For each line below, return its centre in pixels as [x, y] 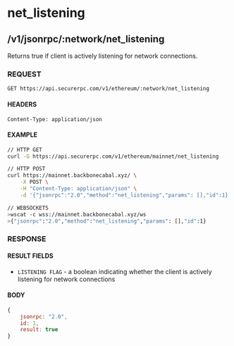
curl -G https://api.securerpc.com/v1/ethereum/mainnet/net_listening [113, 156]
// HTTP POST [26, 169]
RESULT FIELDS [31, 256]
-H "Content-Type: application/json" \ [79, 189]
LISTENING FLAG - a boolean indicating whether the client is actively [115, 271]
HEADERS [22, 104]
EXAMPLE [22, 135]
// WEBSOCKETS [28, 208]
